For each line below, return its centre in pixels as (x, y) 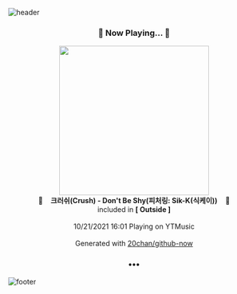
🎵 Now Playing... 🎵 (134, 33)
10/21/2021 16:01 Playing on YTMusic (134, 226)
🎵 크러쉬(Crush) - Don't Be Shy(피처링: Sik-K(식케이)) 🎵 (134, 201)
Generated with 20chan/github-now (134, 244)
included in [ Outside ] (134, 210)
